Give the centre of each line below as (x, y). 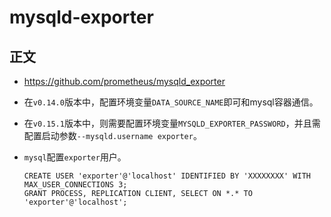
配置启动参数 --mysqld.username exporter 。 (112, 135)
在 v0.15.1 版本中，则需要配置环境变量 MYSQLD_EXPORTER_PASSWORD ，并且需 (172, 123)
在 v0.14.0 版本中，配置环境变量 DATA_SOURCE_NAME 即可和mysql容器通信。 (171, 102)
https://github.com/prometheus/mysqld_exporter (124, 81)
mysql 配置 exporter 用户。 (75, 157)
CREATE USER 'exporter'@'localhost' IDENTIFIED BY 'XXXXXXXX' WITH (167, 176)
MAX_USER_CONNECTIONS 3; (75, 185)
